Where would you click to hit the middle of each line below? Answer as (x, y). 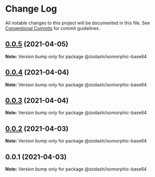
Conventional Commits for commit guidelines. (53, 28)
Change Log (31, 9)
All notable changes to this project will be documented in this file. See (78, 23)
